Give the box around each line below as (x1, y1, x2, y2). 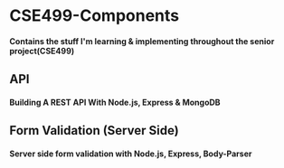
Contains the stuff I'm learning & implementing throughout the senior (9, 35, 275, 46)
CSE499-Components (9, 5, 179, 26)
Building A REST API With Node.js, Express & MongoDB (9, 97, 221, 107)
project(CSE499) (9, 45, 75, 56)
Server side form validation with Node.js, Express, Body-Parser (9, 148, 252, 159)
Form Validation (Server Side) (9, 123, 179, 138)
